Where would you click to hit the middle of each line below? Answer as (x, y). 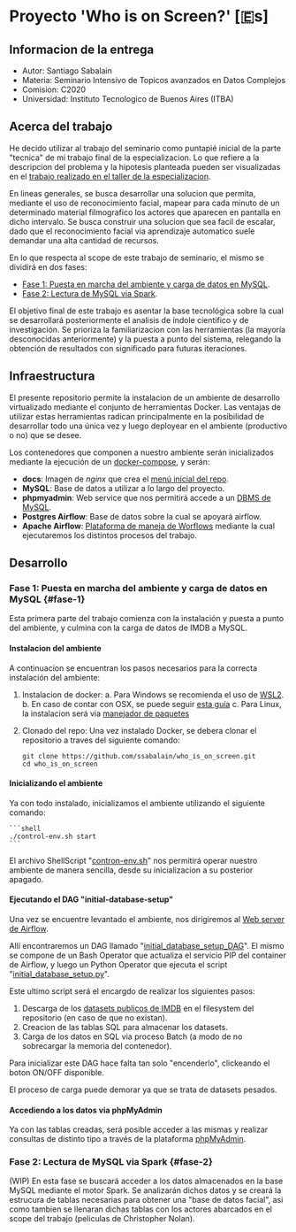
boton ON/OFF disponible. (57, 1072)
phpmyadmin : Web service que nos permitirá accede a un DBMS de (146, 497)
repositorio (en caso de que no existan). (95, 1017)
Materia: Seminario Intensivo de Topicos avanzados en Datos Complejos (154, 80)
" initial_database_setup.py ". (60, 974)
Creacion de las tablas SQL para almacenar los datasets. (125, 1027)
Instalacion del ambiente (55, 648)
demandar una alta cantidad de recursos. (84, 240)
